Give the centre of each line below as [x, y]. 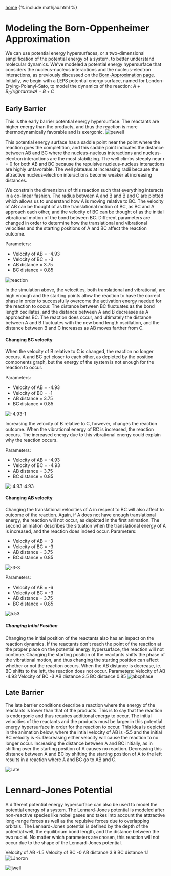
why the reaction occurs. [31, 440]
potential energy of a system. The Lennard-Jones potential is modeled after [85, 810]
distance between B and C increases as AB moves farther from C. [75, 328]
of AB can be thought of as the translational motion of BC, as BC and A [80, 206]
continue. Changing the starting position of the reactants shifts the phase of [85, 654]
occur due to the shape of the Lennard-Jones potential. [64, 842]
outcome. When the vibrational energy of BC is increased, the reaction [80, 429]
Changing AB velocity [29, 498]
